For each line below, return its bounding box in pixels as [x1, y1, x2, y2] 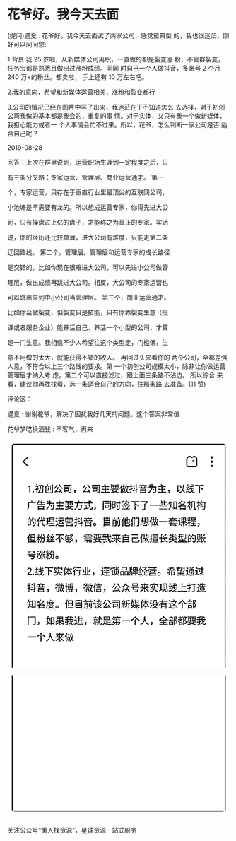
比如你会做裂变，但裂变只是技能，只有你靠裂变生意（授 [7, 308, 168, 317]
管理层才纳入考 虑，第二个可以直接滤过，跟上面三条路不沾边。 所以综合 [7, 370, 216, 379]
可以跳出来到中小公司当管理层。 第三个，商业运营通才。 [7, 293, 170, 301]
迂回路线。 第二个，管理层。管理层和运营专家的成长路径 [7, 248, 170, 257]
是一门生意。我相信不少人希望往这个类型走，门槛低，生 [7, 338, 168, 346]
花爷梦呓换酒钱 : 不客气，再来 [7, 425, 93, 433]
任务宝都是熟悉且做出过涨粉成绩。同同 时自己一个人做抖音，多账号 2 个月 [7, 64, 221, 72]
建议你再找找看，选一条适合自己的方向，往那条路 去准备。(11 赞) [19, 380, 206, 388]
